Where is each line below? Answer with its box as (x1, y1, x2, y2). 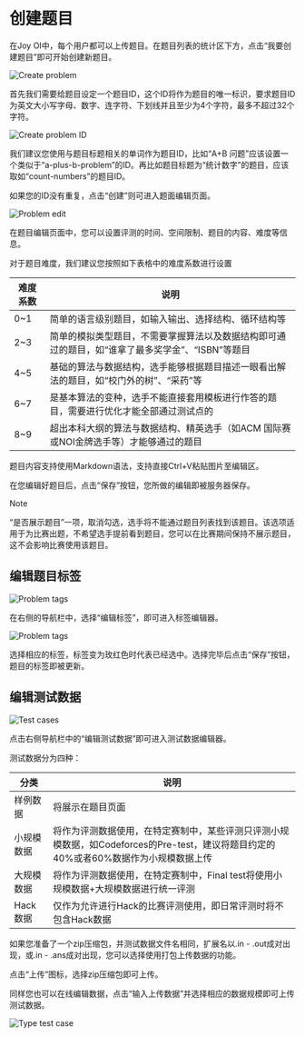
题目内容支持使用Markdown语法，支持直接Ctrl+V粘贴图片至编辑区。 (9, 460, 264, 471)
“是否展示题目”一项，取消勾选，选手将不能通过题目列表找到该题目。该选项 (9, 516, 288, 527)
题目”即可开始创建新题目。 (16, 51, 117, 62)
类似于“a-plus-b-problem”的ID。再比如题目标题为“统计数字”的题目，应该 (16, 159, 290, 170)
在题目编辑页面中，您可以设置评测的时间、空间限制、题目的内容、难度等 (9, 226, 280, 237)
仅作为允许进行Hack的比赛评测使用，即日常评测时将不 (53, 899, 284, 912)
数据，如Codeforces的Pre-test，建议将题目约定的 (62, 838, 276, 851)
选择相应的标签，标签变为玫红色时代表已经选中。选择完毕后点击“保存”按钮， (9, 649, 295, 660)
